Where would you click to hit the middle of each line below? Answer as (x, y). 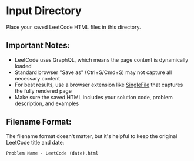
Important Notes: (38, 46)
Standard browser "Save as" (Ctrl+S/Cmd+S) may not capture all (93, 72)
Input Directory (44, 11)
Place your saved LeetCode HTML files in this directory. (73, 27)
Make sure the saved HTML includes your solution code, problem (94, 97)
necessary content (37, 78)
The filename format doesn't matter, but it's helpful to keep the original (92, 136)
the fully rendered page (43, 91)
